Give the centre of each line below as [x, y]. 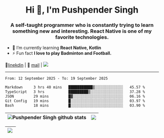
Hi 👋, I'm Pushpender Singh [82, 10]
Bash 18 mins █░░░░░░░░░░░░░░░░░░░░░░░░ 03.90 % [75, 105]
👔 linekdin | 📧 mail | [24, 65]
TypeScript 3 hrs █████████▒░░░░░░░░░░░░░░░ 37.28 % [75, 92]
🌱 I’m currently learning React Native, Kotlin [57, 48]
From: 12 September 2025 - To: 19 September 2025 [57, 79]
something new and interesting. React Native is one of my [82, 31]
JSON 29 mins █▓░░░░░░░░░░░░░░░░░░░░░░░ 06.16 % [75, 97]
